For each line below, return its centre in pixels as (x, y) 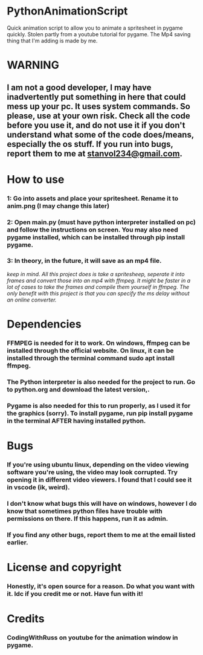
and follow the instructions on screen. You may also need (93, 230)
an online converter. (32, 300)
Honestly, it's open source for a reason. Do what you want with (101, 586)
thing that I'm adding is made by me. (52, 40)
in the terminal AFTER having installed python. (76, 421)
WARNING (33, 65)
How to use (36, 179)
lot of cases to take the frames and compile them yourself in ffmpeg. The (98, 287)
